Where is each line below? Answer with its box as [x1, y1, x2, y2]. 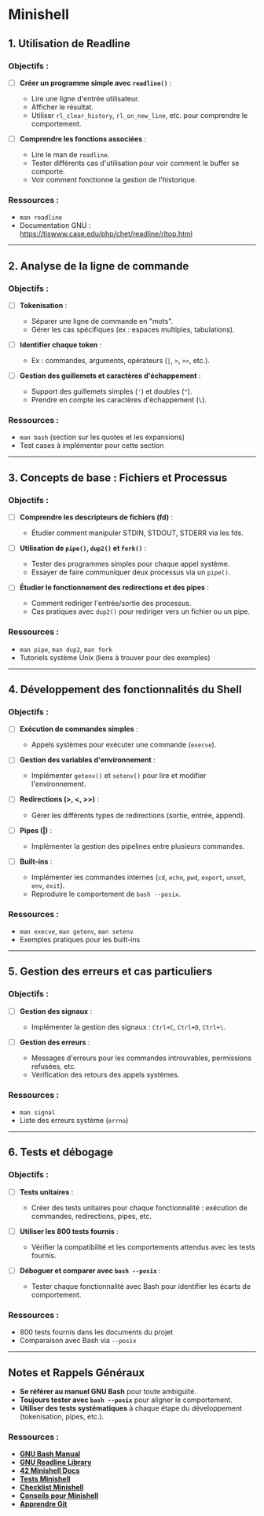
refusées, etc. [31, 1061, 76, 1070]
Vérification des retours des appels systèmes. [31, 1070, 180, 1079]
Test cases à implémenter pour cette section [19, 441, 164, 450]
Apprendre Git [19, 1499, 68, 1509]
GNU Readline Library [19, 1458, 92, 1467]
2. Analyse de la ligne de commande [8, 259, 189, 273]
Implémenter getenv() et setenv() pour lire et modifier [31, 771, 207, 780]
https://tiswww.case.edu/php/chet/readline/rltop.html [19, 229, 192, 239]
